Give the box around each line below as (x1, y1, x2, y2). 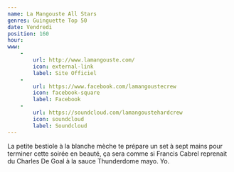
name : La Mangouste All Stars (7, 10, 97, 18)
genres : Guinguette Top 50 (7, 17, 87, 24)
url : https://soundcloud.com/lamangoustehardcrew (33, 109, 183, 116)
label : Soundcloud (33, 122, 87, 130)
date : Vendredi (7, 23, 53, 30)
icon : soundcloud (33, 115, 84, 122)
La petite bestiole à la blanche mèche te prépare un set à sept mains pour (7, 142, 223, 150)
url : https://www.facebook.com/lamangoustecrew (33, 83, 176, 90)
